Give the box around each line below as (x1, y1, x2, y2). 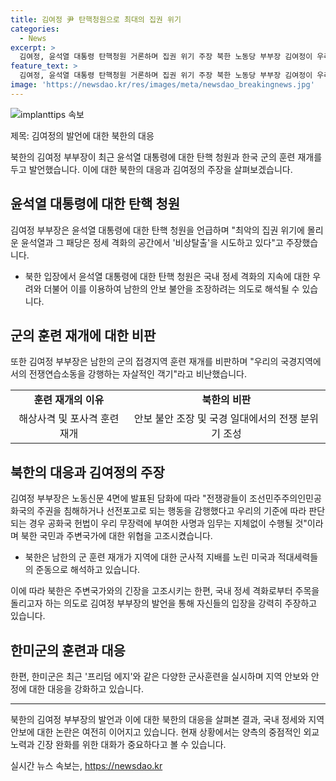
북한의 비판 (201, 393, 252, 407)
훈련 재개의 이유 (33, 393, 105, 407)
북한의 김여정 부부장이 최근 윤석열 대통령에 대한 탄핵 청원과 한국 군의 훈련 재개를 (10, 151, 323, 163)
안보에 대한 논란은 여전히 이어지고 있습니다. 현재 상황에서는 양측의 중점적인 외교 (10, 726, 320, 738)
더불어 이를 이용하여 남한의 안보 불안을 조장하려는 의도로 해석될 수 (43, 282, 300, 295)
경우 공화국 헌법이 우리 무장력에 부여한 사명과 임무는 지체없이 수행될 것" (28, 517, 308, 530)
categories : (10, 24, 60, 34)
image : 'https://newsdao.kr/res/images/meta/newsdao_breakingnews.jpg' (10, 80, 315, 90)
